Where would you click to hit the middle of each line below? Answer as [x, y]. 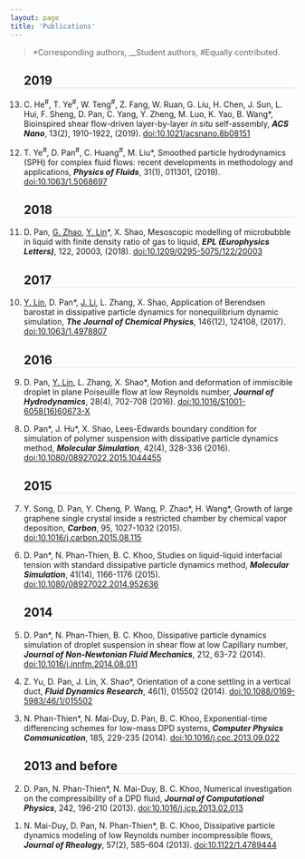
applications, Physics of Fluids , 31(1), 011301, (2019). [122, 171]
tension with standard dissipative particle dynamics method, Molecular [156, 564]
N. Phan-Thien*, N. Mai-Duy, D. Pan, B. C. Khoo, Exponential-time [145, 718]
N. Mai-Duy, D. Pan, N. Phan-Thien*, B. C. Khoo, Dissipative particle [149, 825]
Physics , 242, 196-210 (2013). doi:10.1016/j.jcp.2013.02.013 [133, 807]
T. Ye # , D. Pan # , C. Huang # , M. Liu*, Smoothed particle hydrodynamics [154, 151]
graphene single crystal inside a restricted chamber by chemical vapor [155, 518]
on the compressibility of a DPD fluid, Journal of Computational [144, 798]
